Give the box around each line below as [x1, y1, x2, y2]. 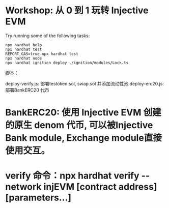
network [5, 181, 42, 193]
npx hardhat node [5, 55, 42, 61]
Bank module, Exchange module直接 [5, 132, 162, 144]
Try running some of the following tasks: [5, 33, 90, 39]
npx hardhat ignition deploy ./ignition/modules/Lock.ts [5, 60, 129, 65]
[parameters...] [5, 192, 72, 203]
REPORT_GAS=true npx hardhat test [5, 51, 79, 56]
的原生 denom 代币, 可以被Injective [5, 120, 153, 131]
